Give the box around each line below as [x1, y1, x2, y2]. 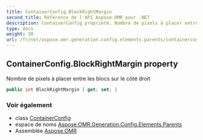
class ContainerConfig [14, 114, 71, 121]
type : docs [6, 25, 34, 32]
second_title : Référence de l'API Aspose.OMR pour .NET [6, 14, 150, 20]
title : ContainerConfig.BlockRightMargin [6, 8, 112, 15]
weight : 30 [6, 31, 34, 37]
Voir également [6, 100, 53, 109]
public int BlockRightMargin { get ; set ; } [6, 87, 118, 93]
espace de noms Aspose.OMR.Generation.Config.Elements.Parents [14, 121, 182, 128]
